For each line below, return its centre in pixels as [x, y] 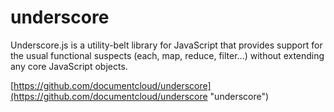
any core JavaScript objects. [69, 66]
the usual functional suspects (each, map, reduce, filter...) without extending [167, 55]
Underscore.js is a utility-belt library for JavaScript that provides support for [166, 45]
